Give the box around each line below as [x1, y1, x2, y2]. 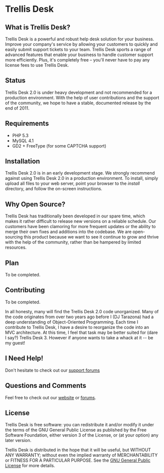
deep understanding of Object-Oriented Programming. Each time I [5, 319, 139, 325]
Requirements [5, 119, 49, 128]
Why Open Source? [5, 200, 66, 208]
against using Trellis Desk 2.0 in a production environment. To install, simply [5, 176, 158, 181]
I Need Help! [5, 354, 44, 362]
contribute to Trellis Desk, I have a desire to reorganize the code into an [5, 324, 149, 330]
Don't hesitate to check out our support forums [5, 367, 100, 373]
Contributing [5, 286, 45, 295]
